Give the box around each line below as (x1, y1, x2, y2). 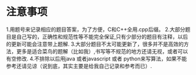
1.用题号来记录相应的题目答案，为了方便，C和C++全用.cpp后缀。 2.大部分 (6, 26, 185, 33)
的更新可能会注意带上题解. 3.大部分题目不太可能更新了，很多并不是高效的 (6, 40, 184, 47)
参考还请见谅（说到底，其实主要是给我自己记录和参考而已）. (6, 62, 152, 69)
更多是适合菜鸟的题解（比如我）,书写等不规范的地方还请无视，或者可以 (16, 47, 188, 54)
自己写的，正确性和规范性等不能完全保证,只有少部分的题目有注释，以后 (16, 33, 188, 40)
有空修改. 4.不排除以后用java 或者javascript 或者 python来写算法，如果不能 (6, 55, 187, 62)
